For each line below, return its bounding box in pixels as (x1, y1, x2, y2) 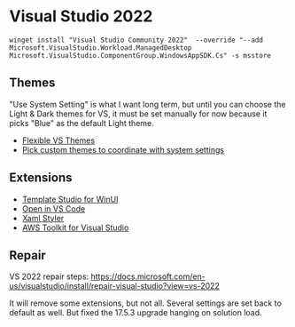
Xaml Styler (21, 212, 65, 223)
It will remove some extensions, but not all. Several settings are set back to (9, 298, 282, 308)
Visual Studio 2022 (9, 6, 153, 27)
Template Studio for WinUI (21, 194, 119, 204)
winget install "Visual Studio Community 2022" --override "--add (9, 36, 264, 44)
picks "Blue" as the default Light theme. (9, 117, 155, 128)
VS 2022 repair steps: (9, 271, 89, 282)
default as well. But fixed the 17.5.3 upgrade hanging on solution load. (9, 307, 263, 318)
